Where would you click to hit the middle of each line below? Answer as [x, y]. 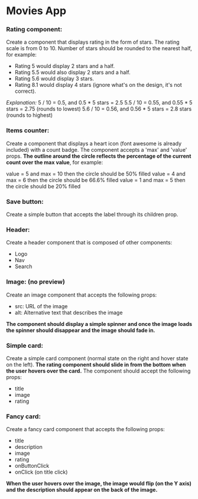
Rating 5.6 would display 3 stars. [54, 79]
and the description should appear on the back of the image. [82, 490]
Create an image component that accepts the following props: [82, 295]
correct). [25, 91]
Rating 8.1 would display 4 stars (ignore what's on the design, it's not [98, 85]
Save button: [25, 201]
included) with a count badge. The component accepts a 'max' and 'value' [97, 149]
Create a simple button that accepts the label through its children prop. [92, 214]
